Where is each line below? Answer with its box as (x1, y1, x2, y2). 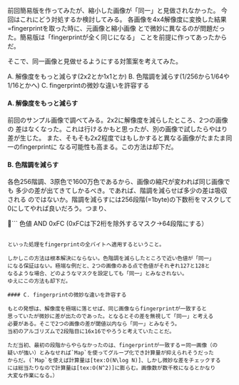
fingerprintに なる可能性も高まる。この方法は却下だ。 (19, 143, 178, 151)
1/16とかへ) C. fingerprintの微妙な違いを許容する (7, 81, 150, 89)
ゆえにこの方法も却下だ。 (7, 277, 71, 285)
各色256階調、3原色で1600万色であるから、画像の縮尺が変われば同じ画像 (7, 178, 225, 186)
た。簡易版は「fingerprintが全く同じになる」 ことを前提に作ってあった (7, 33, 215, 41)
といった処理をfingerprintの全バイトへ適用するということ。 (7, 241, 166, 248)
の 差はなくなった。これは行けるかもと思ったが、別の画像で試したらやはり (7, 125, 228, 133)
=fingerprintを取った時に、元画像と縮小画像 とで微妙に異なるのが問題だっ (7, 24, 225, 32)
